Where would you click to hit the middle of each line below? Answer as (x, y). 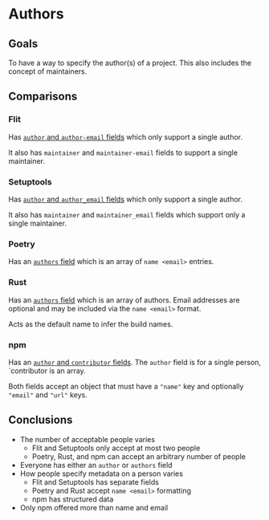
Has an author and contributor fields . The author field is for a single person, (135, 362)
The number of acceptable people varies (87, 439)
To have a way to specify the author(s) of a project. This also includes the (130, 63)
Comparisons (43, 97)
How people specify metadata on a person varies (101, 473)
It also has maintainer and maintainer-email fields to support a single (123, 152)
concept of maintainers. (48, 71)
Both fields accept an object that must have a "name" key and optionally (126, 386)
